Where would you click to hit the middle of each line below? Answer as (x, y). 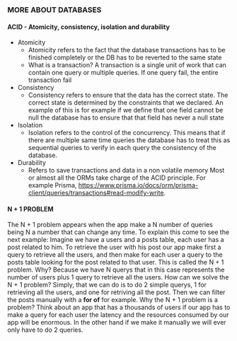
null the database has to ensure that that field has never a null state (126, 117)
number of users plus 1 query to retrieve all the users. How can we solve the (118, 277)
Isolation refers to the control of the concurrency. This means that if (127, 133)
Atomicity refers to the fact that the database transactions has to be (127, 50)
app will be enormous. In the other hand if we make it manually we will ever (117, 323)
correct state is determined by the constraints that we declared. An (126, 103)
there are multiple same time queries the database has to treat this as (129, 140)
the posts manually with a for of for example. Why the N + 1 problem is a (112, 300)
